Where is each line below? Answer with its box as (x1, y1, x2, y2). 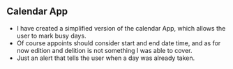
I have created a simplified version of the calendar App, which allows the (16, 24, 226, 32)
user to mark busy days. (16, 31, 87, 40)
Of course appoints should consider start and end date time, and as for (16, 38, 221, 47)
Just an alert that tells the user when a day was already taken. (16, 54, 195, 62)
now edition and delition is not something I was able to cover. (16, 46, 193, 54)
